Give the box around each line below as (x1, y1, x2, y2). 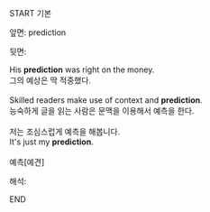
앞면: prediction (9, 27, 67, 38)
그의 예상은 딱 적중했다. (9, 75, 92, 86)
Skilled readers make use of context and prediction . (9, 95, 203, 106)
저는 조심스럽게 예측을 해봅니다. (9, 126, 121, 137)
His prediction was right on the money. (9, 64, 155, 75)
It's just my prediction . (9, 136, 95, 147)
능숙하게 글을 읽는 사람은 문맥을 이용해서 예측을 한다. (9, 106, 195, 115)
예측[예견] (9, 157, 45, 167)
